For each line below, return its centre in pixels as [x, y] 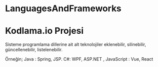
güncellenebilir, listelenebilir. [34, 50]
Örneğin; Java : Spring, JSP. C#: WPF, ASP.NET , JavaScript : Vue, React [79, 59]
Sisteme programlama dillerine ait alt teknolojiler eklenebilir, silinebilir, [76, 45]
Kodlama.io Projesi [44, 31]
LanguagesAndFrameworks [63, 9]
